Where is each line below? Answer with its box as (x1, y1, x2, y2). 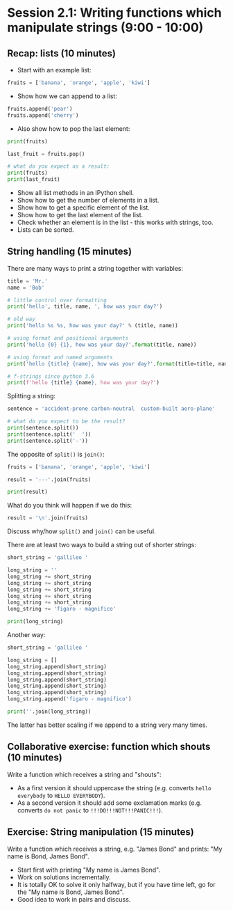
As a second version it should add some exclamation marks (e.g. (17, 799, 202, 807)
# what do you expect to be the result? (7, 418, 126, 425)
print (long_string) (7, 618, 64, 625)
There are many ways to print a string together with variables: (7, 264, 184, 272)
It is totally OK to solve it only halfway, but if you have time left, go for (17, 880, 216, 888)
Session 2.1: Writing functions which (7, 5, 222, 21)
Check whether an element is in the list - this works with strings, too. (17, 218, 214, 226)
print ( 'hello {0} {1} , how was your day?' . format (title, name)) (7, 341, 197, 348)
